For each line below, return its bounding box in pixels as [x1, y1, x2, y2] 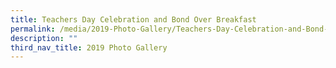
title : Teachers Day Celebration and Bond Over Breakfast [10, 14, 257, 25]
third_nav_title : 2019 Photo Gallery [10, 42, 168, 53]
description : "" [10, 33, 78, 43]
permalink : [10, 24, 56, 34]
